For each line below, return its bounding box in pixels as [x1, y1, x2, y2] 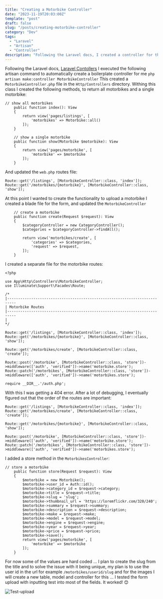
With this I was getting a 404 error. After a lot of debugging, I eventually [5, 390, 148, 396]
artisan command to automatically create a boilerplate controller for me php [5, 71, 155, 77]
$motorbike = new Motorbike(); [22, 478, 86, 483]
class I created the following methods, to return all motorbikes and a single [5, 86, 154, 92]
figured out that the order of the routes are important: [5, 395, 112, 401]
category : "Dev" [5, 30, 38, 35]
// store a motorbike [5, 465, 49, 470]
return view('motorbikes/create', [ [22, 236, 97, 241]
